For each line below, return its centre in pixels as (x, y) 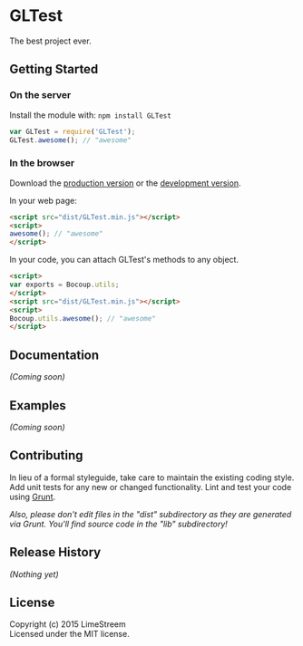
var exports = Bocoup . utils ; (64, 285)
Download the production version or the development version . (125, 183)
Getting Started (54, 69)
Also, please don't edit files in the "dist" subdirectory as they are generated (151, 514)
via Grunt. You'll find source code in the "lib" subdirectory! (119, 524)
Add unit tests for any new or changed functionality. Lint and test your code (151, 487)
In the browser (42, 163)
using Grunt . (33, 497)
